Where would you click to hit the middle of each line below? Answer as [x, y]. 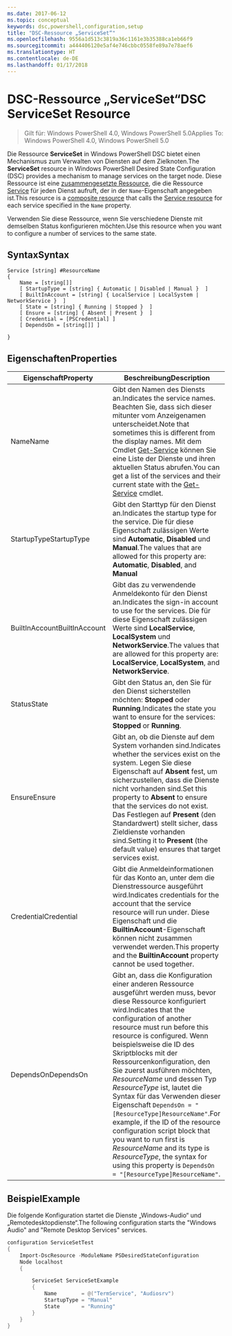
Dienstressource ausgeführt [158, 887]
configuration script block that [161, 1131]
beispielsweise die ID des [153, 1044]
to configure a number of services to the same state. [82, 233]
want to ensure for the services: [164, 717]
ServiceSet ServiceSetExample [75, 1281]
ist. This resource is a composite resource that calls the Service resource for [115, 198]
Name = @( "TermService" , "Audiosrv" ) [109, 1294]
